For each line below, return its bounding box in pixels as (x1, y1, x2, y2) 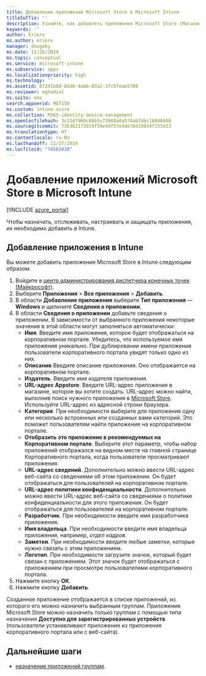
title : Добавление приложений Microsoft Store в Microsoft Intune (6, 9, 180, 15)
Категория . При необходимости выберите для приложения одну (24, 407, 195, 415)
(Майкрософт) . (15, 283, 54, 291)
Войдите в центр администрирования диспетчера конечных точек (15, 277, 190, 285)
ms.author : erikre (6, 37, 53, 44)
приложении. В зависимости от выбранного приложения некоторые (15, 316, 195, 323)
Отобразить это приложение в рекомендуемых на (24, 434, 161, 441)
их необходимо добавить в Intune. (6, 224, 96, 232)
